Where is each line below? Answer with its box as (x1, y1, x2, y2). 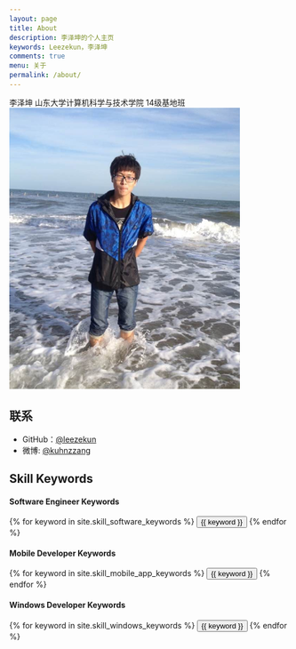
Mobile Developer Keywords (9, 548, 116, 558)
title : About (9, 23, 58, 33)
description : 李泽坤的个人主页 (9, 33, 115, 42)
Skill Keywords (9, 471, 93, 486)
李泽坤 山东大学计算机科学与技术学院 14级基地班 (9, 97, 186, 108)
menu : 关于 (9, 61, 47, 70)
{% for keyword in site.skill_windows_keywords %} (9, 620, 196, 630)
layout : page (9, 14, 58, 23)
